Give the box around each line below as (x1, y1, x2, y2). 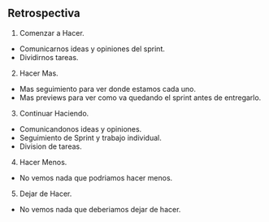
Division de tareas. (19, 141, 82, 151)
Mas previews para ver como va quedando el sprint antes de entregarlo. (19, 93, 262, 102)
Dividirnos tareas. (19, 52, 79, 62)
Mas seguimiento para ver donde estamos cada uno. (19, 84, 197, 94)
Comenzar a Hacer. (19, 28, 85, 37)
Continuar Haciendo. (19, 108, 89, 118)
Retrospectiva (7, 7, 80, 20)
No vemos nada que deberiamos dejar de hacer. (19, 204, 181, 214)
